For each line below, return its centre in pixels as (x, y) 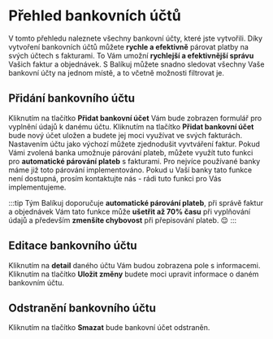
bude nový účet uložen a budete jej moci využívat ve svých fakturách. (125, 135)
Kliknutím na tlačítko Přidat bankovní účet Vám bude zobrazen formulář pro (135, 118)
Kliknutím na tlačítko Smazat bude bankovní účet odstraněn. (109, 328)
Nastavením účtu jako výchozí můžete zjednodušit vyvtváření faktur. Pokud (134, 144)
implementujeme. (37, 187)
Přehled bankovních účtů (95, 16)
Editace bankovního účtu (73, 246)
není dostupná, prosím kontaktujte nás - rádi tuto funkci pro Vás (115, 178)
